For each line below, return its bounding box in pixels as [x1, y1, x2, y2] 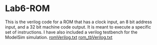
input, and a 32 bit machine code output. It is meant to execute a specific [5, 24, 152, 30]
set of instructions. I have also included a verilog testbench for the [5, 29, 138, 35]
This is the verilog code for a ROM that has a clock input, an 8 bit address [5, 19, 152, 25]
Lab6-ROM [5, 3, 50, 14]
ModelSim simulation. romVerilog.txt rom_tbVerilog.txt [5, 34, 113, 40]
